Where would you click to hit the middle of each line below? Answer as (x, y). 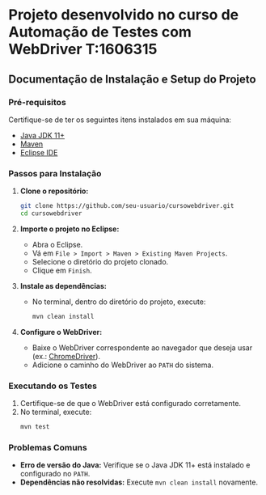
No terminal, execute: (56, 412)
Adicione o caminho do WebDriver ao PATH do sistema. (123, 365)
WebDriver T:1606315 (83, 49)
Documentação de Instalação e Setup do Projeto (132, 79)
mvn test (35, 427)
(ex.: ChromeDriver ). (66, 356)
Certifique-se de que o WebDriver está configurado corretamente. (130, 404)
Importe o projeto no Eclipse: (70, 229)
